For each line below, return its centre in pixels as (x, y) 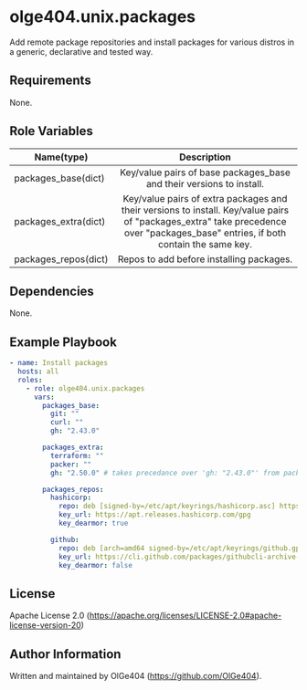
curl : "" (67, 423)
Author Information (65, 654)
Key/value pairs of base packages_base (205, 172)
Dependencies (52, 291)
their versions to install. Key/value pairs (205, 210)
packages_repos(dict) (61, 259)
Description (205, 157)
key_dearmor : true (93, 523)
